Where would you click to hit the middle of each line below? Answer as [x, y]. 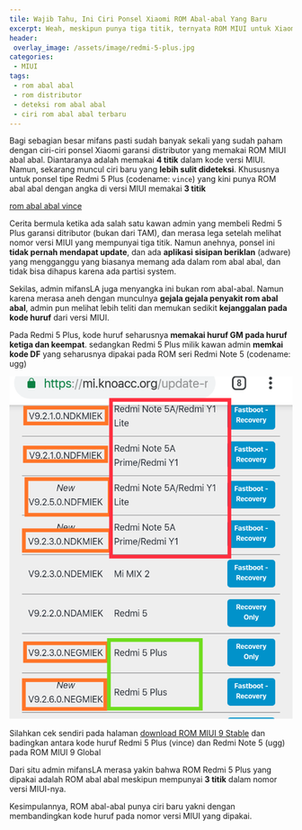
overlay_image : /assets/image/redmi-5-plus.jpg [104, 48]
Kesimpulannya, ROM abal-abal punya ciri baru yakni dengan [122, 806]
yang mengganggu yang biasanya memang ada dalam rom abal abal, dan [145, 262]
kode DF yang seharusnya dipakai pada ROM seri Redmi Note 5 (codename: [150, 354]
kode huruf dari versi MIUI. [59, 318]
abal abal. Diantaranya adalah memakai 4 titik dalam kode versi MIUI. [138, 160]
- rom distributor [48, 95]
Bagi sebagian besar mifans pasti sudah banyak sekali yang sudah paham [146, 141]
